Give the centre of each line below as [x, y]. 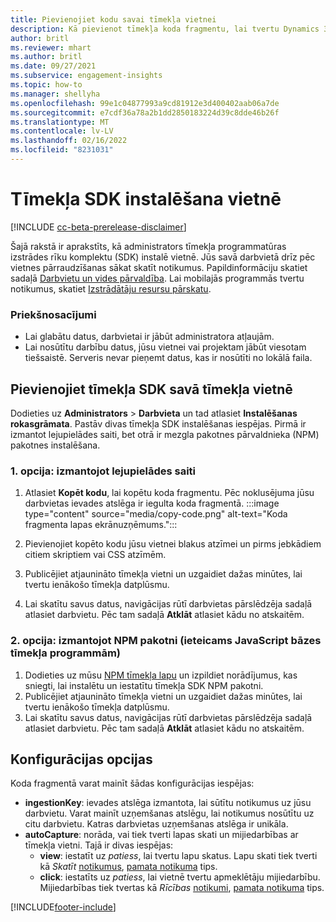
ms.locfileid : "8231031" [62, 150]
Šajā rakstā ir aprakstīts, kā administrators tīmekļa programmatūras [148, 246]
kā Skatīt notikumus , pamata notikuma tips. [128, 867]
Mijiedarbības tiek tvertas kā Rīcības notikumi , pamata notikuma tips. [182, 888]
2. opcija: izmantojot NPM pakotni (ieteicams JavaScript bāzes [166, 641]
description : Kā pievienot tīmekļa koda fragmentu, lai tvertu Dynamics [165, 29]
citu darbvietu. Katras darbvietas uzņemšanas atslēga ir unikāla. [156, 824]
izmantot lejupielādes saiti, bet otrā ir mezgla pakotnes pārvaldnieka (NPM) [165, 434]
